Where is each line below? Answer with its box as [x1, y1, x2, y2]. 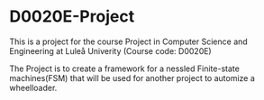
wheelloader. [9, 82, 58, 93]
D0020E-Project [9, 6, 135, 27]
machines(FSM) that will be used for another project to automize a [9, 72, 255, 83]
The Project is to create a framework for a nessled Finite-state [9, 63, 241, 74]
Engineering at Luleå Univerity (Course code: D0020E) [9, 45, 212, 56]
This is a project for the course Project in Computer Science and [9, 36, 248, 47]
